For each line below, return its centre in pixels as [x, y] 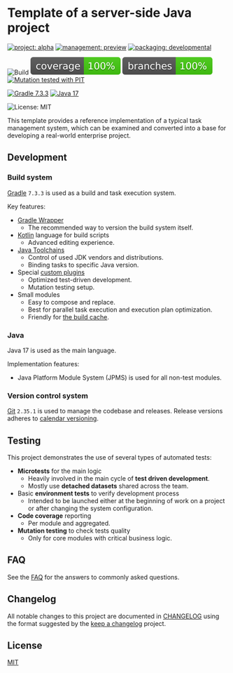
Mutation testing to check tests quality [74, 531]
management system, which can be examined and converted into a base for [117, 128]
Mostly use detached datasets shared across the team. [108, 486]
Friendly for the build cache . [69, 316]
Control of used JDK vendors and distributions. [96, 257]
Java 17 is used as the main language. [62, 350]
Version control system [48, 396]
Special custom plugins [51, 272]
